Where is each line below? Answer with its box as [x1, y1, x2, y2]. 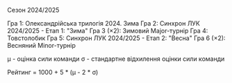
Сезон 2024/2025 [7, 6, 60, 14]
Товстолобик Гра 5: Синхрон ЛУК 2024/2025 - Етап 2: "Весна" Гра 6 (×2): [7, 34, 226, 42]
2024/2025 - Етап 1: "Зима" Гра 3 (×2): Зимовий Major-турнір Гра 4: [7, 27, 208, 35]
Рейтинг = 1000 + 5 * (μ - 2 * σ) [7, 68, 99, 76]
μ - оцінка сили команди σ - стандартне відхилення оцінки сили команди [7, 55, 225, 63]
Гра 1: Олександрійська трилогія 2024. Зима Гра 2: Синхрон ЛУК [7, 19, 200, 27]
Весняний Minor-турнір [7, 41, 76, 49]
